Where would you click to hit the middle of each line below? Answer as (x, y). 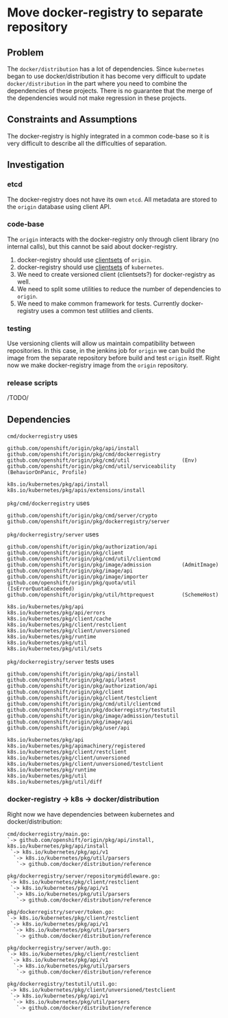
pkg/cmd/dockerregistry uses (49, 503)
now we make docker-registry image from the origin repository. (98, 365)
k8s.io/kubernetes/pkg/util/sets (55, 649)
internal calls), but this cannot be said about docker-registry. (92, 246)
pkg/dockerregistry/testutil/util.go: (62, 984)
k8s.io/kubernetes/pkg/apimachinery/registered (76, 746)
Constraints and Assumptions (72, 120)
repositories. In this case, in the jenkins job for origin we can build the (106, 351)
